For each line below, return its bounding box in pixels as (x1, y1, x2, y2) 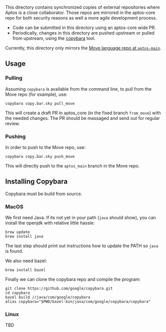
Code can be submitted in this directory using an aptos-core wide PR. (12, 25, 156, 31)
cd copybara (5, 290, 30, 295)
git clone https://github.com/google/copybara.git (5, 286, 113, 291)
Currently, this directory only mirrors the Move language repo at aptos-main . (5, 45, 161, 51)
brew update (5, 230, 30, 235)
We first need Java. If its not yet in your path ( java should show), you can (5, 215, 156, 221)
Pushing (5, 133, 26, 140)
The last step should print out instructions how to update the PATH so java (5, 243, 158, 249)
